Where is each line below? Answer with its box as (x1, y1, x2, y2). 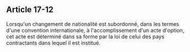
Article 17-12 (6, 5, 53, 15)
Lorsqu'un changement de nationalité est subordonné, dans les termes (6, 20, 179, 27)
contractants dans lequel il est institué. (6, 39, 101, 46)
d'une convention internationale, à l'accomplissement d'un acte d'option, (6, 27, 185, 34)
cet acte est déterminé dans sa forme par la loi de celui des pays (6, 32, 164, 40)
